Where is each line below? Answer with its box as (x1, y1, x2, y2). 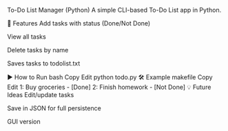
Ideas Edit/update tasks (7, 91, 74, 99)
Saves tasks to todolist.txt (7, 59, 81, 68)
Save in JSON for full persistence (7, 104, 101, 112)
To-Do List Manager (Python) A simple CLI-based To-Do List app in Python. (7, 6, 222, 14)
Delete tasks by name (7, 46, 69, 54)
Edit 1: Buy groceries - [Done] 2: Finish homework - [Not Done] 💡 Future (7, 83, 211, 91)
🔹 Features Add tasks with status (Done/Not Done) (7, 19, 151, 27)
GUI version (7, 117, 41, 125)
